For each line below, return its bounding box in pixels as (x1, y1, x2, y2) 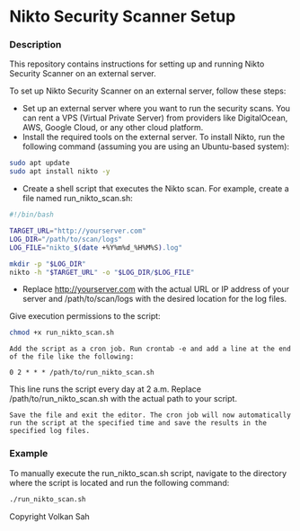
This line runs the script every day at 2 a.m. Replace (9, 384, 202, 394)
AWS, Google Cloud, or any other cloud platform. (22, 122, 204, 133)
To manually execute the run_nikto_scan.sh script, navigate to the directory (9, 467, 287, 478)
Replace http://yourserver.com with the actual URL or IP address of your (22, 284, 290, 295)
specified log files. (9, 427, 91, 436)
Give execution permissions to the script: (9, 311, 161, 322)
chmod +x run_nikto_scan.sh (9, 328, 115, 338)
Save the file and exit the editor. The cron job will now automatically (9, 411, 292, 420)
